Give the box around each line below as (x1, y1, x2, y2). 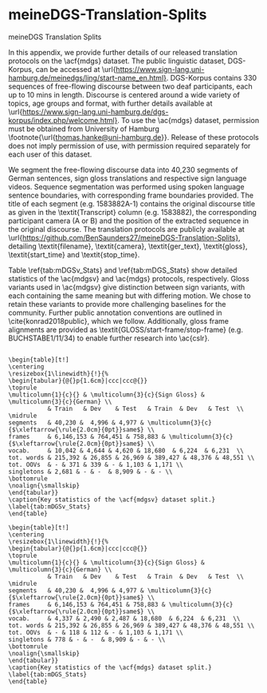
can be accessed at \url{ (35, 64, 116, 74)
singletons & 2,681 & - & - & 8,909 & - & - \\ (8, 468, 173, 476)
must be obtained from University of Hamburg (8, 124, 159, 133)
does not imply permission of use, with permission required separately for (8, 141, 251, 150)
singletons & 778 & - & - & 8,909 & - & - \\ (8, 635, 166, 643)
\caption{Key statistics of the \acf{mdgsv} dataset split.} (8, 496, 216, 504)
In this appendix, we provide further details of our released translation (8, 47, 238, 57)
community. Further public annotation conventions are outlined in (8, 308, 222, 317)
